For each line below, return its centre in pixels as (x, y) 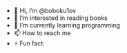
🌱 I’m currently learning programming (67, 25)
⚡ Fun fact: (29, 43)
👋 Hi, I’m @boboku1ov (45, 11)
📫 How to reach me (42, 33)
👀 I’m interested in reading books (61, 18)
